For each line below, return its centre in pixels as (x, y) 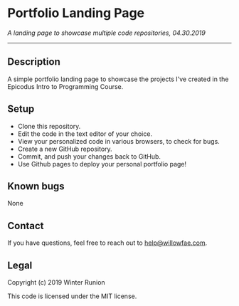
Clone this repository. (49, 126)
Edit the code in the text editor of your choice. (85, 134)
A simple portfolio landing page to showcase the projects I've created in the (118, 79)
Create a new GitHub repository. (65, 149)
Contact (26, 226)
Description (34, 62)
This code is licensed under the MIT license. (72, 296)
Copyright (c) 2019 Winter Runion (56, 282)
